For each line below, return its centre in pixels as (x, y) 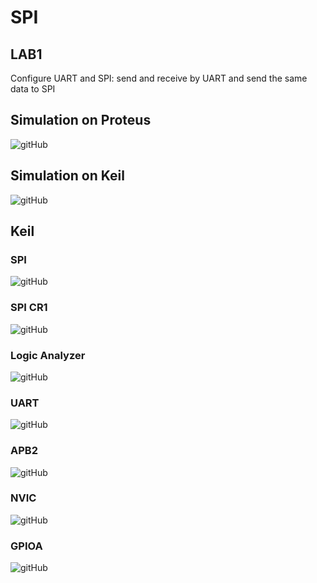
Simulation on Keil (67, 176)
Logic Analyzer (48, 355)
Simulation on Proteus (81, 120)
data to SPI (33, 89)
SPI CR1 (29, 308)
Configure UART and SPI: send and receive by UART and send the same (159, 78)
